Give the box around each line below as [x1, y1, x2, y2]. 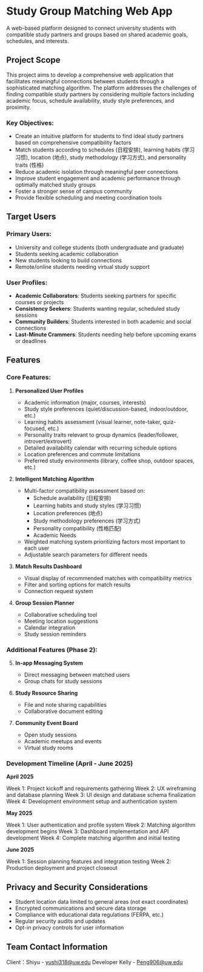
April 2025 [6, 773, 34, 780]
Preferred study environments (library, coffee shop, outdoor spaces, [24, 457, 195, 464]
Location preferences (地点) [33, 509, 103, 516]
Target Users [6, 212, 56, 222]
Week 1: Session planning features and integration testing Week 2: [6, 858, 171, 865]
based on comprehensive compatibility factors [15, 139, 131, 147]
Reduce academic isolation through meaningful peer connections [15, 168, 179, 176]
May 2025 [6, 810, 33, 817]
